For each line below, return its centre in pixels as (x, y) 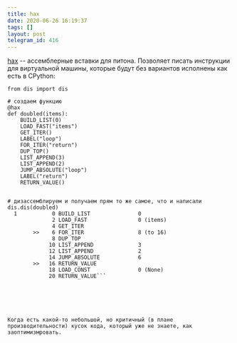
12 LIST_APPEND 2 (95, 251)
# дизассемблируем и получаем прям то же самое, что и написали (105, 201)
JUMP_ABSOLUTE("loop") (54, 170)
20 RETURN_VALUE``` (78, 276)
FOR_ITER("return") (49, 145)
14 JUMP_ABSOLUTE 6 (95, 257)
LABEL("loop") (41, 139)
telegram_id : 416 (33, 41)
